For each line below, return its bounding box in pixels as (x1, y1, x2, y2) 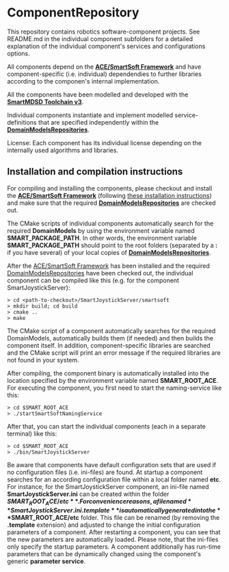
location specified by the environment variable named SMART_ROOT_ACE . (7, 376, 219, 384)
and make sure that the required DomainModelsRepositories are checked (7, 199, 217, 207)
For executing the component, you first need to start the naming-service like (7, 384, 222, 392)
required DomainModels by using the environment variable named (7, 226, 195, 234)
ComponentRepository (7, 5, 139, 21)
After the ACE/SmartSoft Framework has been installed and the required (7, 262, 211, 270)
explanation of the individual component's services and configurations (7, 42, 206, 50)
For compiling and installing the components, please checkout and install (7, 184, 213, 192)
